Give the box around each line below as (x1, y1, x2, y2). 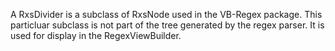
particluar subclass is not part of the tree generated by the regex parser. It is (10, 19, 325, 31)
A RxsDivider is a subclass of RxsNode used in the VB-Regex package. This (10, 9, 323, 20)
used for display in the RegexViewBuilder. (10, 30, 182, 41)
